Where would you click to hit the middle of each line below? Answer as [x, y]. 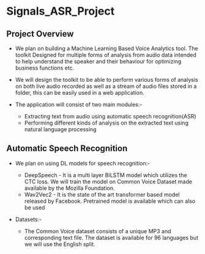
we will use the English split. [60, 244]
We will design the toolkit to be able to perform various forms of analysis [106, 80]
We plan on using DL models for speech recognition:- [83, 163]
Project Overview [40, 34]
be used [35, 207]
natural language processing [60, 129]
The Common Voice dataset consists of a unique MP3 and [98, 231]
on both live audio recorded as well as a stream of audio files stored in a [106, 86]
